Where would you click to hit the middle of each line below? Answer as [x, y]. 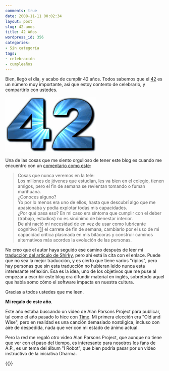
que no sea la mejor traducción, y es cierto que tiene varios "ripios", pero [81, 261]
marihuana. [29, 192]
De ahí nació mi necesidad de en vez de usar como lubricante [82, 224]
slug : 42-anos [20, 27]
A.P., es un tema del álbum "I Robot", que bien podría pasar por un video [80, 348]
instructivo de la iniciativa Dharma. [41, 354]
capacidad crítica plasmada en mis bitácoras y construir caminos [85, 235]
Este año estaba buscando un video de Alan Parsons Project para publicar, [83, 312]
